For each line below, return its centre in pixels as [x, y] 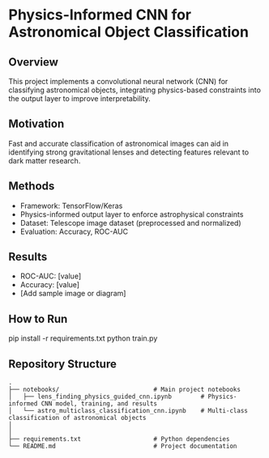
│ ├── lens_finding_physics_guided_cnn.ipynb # [107, 397]
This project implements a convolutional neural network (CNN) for [118, 81]
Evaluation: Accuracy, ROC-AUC [74, 231]
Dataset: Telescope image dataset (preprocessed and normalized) [130, 223]
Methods [32, 187]
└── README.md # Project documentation [123, 447]
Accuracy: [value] [49, 285]
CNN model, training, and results [99, 404]
